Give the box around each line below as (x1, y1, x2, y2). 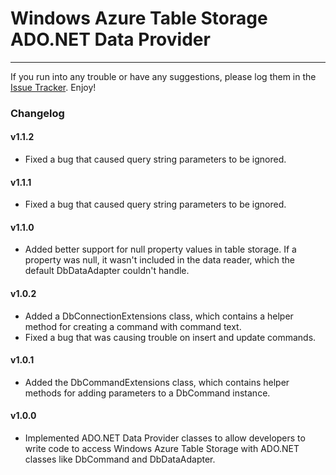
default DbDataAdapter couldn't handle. (24, 265, 190, 277)
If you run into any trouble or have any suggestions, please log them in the (10, 70, 317, 82)
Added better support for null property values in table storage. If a (24, 243, 297, 256)
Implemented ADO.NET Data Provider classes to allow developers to (24, 432, 306, 444)
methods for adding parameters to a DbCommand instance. (24, 387, 271, 399)
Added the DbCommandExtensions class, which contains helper (24, 376, 290, 388)
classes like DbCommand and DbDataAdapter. (24, 453, 216, 466)
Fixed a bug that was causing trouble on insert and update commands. (24, 331, 317, 343)
